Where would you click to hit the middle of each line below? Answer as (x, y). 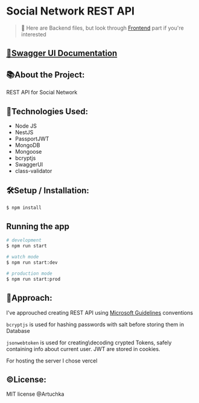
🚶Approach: (29, 298)
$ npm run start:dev (32, 263)
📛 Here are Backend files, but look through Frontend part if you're (102, 28)
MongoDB (27, 145)
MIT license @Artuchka (35, 394)
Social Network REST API (70, 11)
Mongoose (28, 151)
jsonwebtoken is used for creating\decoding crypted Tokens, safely (89, 342)
